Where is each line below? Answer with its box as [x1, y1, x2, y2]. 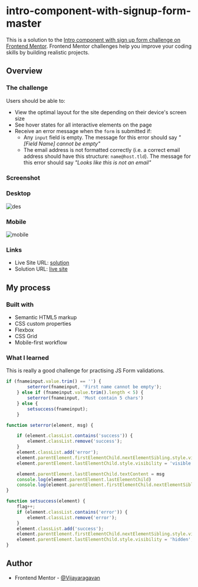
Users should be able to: [6, 97, 66, 104]
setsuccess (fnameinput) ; [27, 406, 88, 412]
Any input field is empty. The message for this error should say [23, 134, 177, 141]
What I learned [6, 354, 49, 362]
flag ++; [16, 504, 35, 510]
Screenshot [6, 173, 40, 181]
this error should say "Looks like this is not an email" [23, 158, 151, 166]
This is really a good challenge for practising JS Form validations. [6, 367, 165, 374]
